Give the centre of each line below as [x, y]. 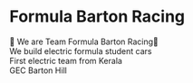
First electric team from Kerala [66, 60]
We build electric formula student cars [81, 51]
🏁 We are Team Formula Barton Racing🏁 [84, 41]
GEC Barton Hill [39, 70]
